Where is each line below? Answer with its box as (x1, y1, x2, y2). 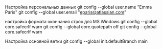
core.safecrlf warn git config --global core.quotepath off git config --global (5, 24, 157, 30)
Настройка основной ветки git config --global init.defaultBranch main (5, 38, 148, 44)
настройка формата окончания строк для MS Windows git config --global (5, 19, 158, 24)
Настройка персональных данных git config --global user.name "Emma (5, 4, 152, 10)
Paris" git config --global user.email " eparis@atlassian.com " (5, 9, 127, 15)
